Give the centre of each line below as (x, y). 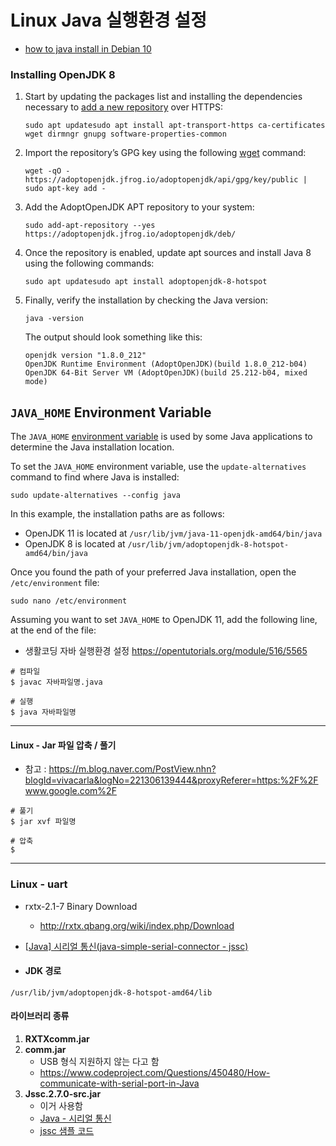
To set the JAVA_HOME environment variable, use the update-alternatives (158, 467)
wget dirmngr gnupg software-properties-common (125, 134)
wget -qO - (47, 171)
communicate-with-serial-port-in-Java (119, 1083)
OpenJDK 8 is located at (75, 544)
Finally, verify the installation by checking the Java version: (146, 300)
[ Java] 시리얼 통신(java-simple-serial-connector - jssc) (136, 946)
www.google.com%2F (70, 791)
